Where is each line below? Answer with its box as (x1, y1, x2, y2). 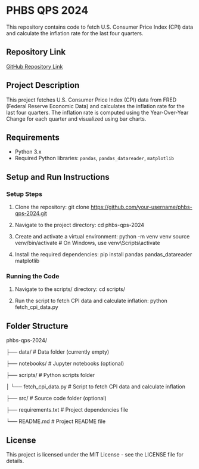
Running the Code (6, 272, 60, 280)
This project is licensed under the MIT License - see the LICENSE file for (6, 450, 184, 458)
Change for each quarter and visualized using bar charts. (6, 115, 147, 122)
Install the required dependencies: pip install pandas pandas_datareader (14, 251, 192, 258)
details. (6, 457, 24, 464)
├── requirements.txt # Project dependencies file (6, 406, 128, 413)
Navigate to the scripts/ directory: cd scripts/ (14, 286, 126, 293)
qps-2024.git (14, 210, 48, 217)
